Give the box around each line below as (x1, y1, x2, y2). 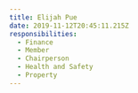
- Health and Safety (17, 63, 93, 72)
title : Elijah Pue (9, 12, 77, 22)
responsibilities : (9, 29, 77, 38)
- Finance (17, 37, 53, 47)
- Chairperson (17, 54, 69, 63)
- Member (17, 46, 50, 55)
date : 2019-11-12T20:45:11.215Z (9, 21, 129, 30)
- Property (17, 71, 58, 80)
